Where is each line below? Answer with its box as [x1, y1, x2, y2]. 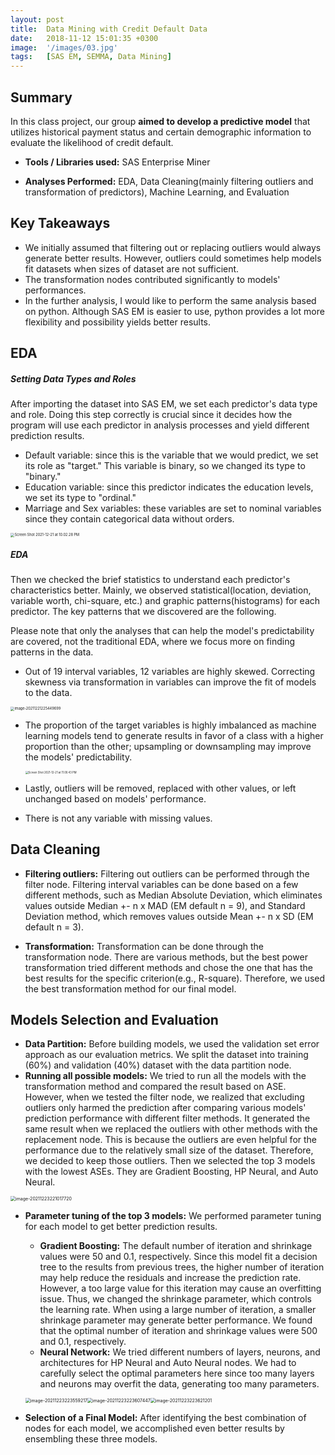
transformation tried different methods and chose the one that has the [24, 961, 313, 973]
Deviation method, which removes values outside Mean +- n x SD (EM [24, 910, 314, 922]
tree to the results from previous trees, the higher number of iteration [39, 1261, 325, 1273]
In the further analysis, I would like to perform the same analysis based [24, 294, 317, 306]
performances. [24, 284, 87, 296]
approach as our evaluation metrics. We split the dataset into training [24, 1049, 309, 1061]
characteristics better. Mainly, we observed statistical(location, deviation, [10, 584, 312, 596]
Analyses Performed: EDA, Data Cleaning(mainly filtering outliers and [24, 175, 314, 187]
